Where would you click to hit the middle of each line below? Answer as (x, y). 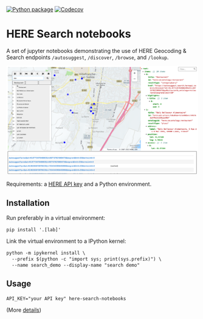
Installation (28, 203)
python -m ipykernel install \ (46, 253)
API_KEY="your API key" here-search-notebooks (66, 298)
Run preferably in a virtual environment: (56, 218)
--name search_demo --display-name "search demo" (76, 265)
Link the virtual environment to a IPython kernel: (66, 241)
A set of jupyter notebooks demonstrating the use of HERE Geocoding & (96, 51)
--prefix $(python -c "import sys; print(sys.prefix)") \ (87, 259)
